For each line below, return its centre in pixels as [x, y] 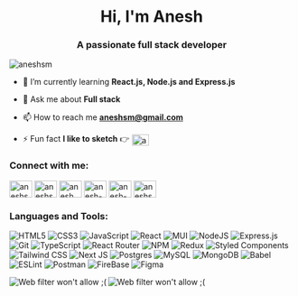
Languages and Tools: [59, 216]
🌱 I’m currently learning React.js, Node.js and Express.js [129, 82]
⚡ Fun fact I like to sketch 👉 [76, 139]
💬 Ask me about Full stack [71, 99]
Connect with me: [49, 166]
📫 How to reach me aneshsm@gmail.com [102, 117]
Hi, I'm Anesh [152, 17]
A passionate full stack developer [152, 45]
